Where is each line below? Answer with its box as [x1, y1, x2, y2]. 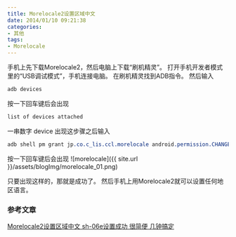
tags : [7, 36, 23, 43]
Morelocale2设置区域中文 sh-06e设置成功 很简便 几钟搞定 [7, 222, 174, 230]
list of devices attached [7, 113, 83, 120]
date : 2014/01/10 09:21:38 [7, 17, 86, 24]
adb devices [7, 86, 42, 93]
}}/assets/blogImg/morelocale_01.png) [7, 162, 118, 170]
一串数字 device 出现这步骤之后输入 [7, 127, 110, 135]
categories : [7, 23, 42, 30]
